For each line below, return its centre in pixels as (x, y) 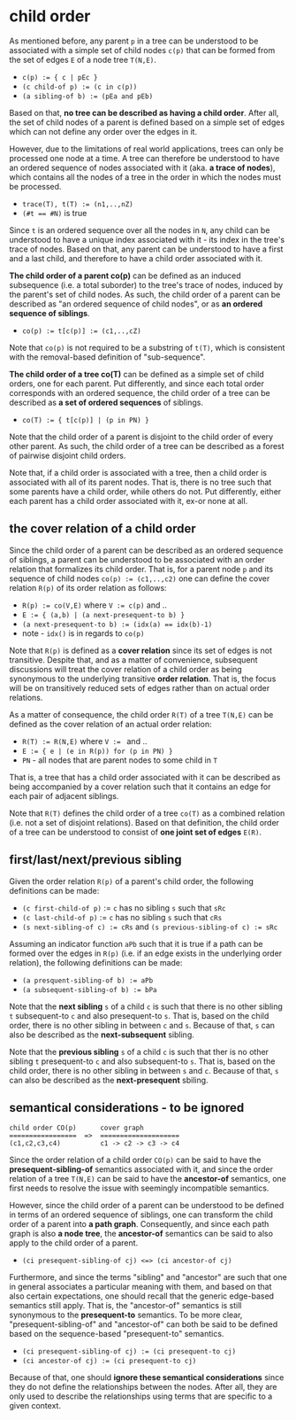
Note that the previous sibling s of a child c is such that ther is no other (139, 1051)
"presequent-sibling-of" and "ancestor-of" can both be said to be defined (144, 1324)
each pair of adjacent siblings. (64, 795)
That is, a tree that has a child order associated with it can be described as (145, 777)
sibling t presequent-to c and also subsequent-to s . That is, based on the (142, 1061)
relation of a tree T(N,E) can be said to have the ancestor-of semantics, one (148, 1179)
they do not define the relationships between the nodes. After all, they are (143, 1387)
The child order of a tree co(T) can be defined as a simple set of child (137, 374)
